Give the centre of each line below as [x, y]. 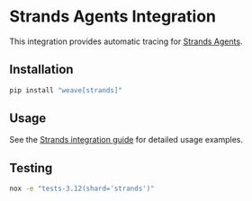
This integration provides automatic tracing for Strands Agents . [126, 41]
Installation [41, 70]
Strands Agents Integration [113, 17]
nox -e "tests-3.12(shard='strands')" [82, 189]
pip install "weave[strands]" [66, 90]
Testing [31, 168]
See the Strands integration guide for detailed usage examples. [126, 140]
